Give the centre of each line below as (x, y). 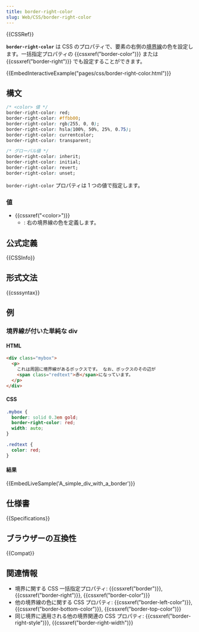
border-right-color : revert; (42, 168)
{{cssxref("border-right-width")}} (93, 623)
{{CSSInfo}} (21, 257)
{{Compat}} (20, 553)
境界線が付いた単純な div (42, 331)
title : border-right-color (40, 12)
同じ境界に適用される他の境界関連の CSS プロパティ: (79, 616)
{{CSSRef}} (20, 34)
